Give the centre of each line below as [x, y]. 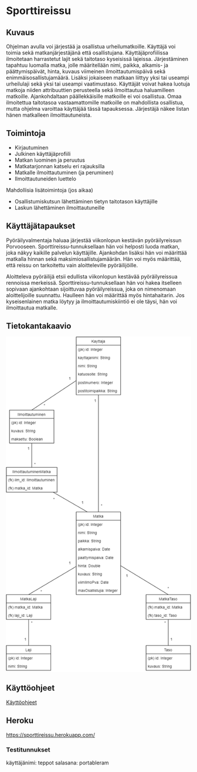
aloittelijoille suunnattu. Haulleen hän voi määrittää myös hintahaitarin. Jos [95, 295]
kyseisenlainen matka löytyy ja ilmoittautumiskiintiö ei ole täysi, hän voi [92, 301]
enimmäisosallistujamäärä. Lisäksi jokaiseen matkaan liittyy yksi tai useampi [98, 78]
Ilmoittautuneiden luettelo [45, 178]
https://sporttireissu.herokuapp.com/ [51, 734]
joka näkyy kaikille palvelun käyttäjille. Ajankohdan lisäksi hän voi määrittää [97, 253]
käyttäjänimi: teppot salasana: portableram [58, 763]
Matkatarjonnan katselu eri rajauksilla [60, 166]
